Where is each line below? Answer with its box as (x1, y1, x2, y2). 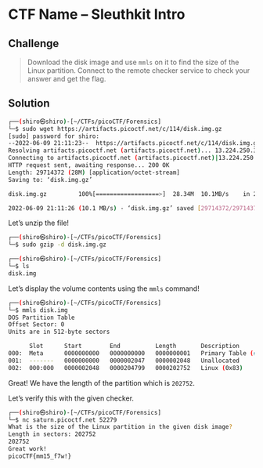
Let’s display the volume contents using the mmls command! (8, 284, 200, 293)
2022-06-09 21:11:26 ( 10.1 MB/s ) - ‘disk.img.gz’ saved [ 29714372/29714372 (8, 204, 261, 212)
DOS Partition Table (8, 314, 76, 321)
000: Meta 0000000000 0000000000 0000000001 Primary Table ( (8, 350, 254, 357)
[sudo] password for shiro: (8, 132, 100, 140)
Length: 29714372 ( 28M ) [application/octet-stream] (8, 169, 180, 176)
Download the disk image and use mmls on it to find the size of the (27, 57, 240, 67)
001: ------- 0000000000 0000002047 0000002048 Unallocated (8, 357, 240, 365)
